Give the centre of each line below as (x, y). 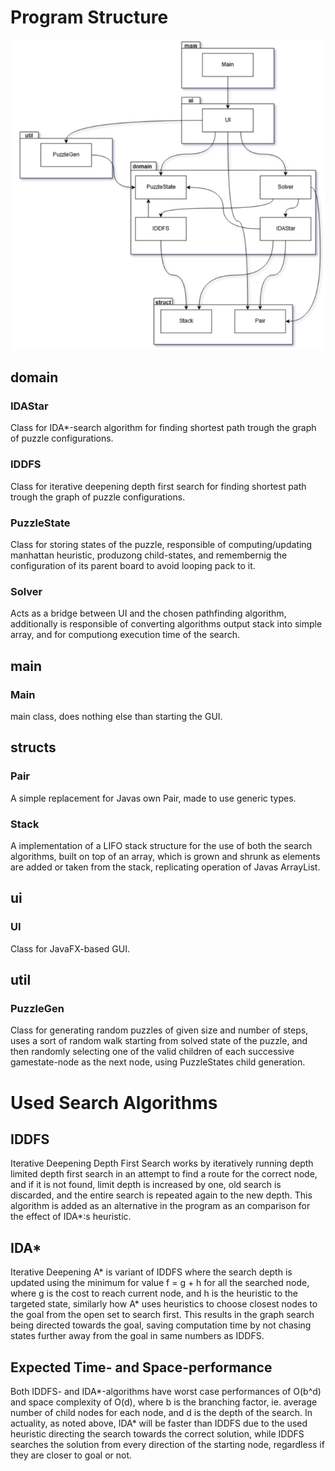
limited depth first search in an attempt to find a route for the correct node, (164, 1174)
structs (33, 747)
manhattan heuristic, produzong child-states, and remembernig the (149, 555)
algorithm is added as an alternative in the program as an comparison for (160, 1206)
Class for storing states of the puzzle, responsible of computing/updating (161, 545)
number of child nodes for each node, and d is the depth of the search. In (161, 1413)
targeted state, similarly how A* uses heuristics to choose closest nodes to (164, 1304)
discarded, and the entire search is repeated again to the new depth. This (161, 1195)
